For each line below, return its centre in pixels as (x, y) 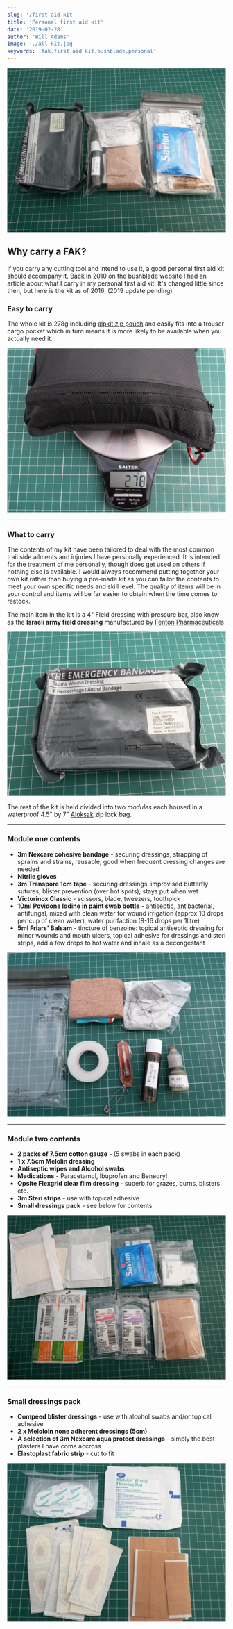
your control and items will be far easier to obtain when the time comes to (112, 594)
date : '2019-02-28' (35, 29)
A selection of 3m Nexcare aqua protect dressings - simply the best (116, 1439)
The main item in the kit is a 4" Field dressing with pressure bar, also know (113, 615)
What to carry (31, 535)
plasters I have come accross (59, 1446)
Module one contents (44, 839)
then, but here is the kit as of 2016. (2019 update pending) (90, 290)
